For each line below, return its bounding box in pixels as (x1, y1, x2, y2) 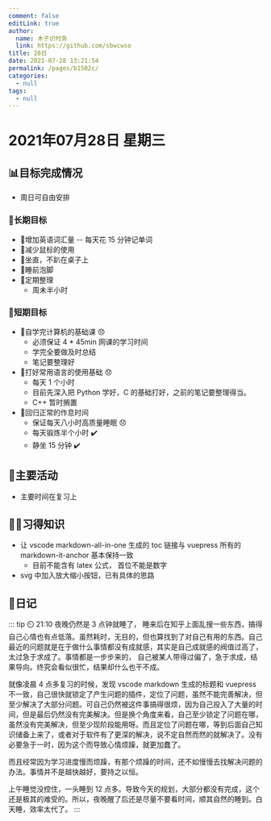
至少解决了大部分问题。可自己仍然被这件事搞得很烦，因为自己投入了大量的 (8, 699, 256, 710)
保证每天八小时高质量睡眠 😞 (31, 417, 127, 427)
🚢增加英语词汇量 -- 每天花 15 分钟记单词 (19, 235, 153, 244)
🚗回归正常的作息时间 (19, 407, 89, 417)
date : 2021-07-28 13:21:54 (8, 57, 99, 65)
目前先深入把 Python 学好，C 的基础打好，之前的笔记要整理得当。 (31, 387, 252, 397)
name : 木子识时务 (15, 34, 68, 43)
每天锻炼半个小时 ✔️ (31, 427, 98, 437)
